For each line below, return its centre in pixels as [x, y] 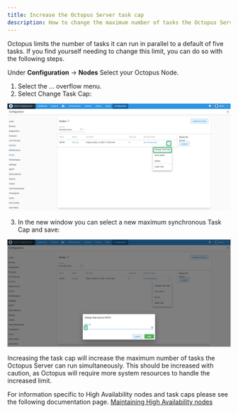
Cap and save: [39, 230]
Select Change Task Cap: [55, 94]
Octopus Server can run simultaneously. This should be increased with [110, 366]
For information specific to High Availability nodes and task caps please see [118, 395]
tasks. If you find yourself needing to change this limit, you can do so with [115, 51]
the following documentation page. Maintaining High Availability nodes [110, 402]
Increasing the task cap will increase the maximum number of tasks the [111, 358]
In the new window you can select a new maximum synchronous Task [119, 222]
